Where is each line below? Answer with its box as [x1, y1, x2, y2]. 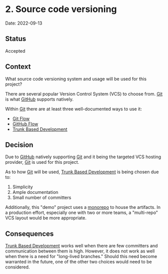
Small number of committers [12, 194, 72, 201]
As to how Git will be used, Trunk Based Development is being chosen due [5, 169, 159, 175]
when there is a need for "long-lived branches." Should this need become [5, 253, 157, 259]
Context [5, 63, 31, 71]
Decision [5, 140, 34, 149]
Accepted [5, 48, 26, 54]
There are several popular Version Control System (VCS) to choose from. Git [5, 91, 163, 97]
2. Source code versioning [5, 4, 117, 15]
